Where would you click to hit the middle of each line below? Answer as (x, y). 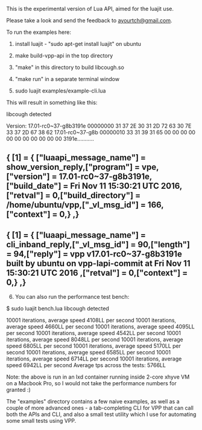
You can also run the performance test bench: (72, 297)
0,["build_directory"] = (96, 196)
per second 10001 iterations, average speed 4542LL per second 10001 (93, 333)
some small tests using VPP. (41, 421)
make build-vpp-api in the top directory (64, 56)
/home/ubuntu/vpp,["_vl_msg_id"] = (76, 205)
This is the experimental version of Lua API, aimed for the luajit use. (90, 9)
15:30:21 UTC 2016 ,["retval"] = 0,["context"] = (97, 272)
